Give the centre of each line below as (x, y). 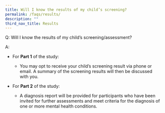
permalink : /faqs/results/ (33, 14)
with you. (29, 76)
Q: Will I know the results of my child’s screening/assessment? (69, 38)
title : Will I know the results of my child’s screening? (66, 10)
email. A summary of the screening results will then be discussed (86, 72)
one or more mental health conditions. (58, 106)
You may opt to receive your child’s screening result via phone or (86, 66)
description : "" (22, 19)
